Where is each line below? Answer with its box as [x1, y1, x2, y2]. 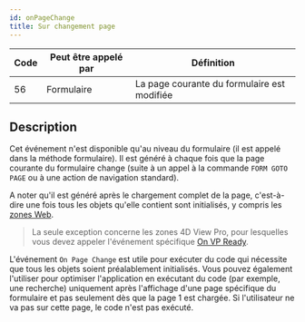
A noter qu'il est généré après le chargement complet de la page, [9, 190, 253, 200]
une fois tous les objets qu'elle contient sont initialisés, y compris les [25, 200, 282, 210]
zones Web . [9, 210, 54, 220]
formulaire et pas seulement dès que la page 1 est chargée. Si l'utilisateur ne [9, 292, 295, 304]
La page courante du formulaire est [134, 77, 286, 90]
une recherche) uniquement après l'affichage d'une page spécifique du [9, 283, 277, 294]
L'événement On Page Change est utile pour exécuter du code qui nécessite [9, 254, 288, 265]
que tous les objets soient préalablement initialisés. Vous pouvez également [9, 264, 293, 275]
